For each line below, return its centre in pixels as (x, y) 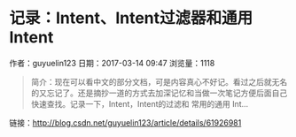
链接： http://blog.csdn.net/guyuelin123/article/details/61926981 (125, 122)
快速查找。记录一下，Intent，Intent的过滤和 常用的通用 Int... (140, 103)
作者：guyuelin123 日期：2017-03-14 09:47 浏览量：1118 (112, 63)
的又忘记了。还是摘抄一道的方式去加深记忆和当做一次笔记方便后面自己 (159, 93)
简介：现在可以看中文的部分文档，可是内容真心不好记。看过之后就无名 (159, 81)
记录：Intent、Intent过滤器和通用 (131, 18)
